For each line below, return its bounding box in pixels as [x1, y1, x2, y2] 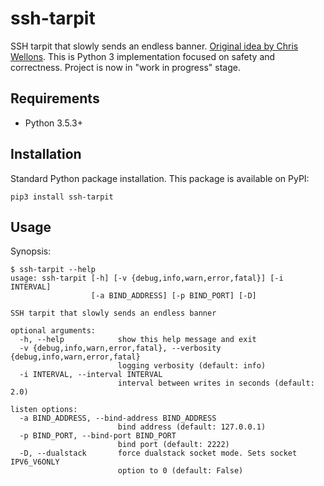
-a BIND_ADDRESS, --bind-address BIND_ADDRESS [19, 413, 217, 424]
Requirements [10, 90, 100, 107]
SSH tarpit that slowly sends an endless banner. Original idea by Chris [10, 40, 299, 52]
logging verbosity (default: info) [117, 361, 267, 371]
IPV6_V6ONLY [10, 457, 60, 467]
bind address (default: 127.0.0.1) [117, 422, 267, 432]
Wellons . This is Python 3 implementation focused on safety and [10, 50, 276, 62]
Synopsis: [10, 245, 52, 257]
